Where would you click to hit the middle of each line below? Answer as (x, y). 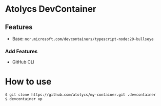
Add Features (21, 51)
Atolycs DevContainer (51, 9)
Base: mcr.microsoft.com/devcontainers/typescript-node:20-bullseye (83, 39)
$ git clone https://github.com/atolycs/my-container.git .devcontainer (80, 95)
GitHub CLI (23, 62)
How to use (28, 82)
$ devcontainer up (24, 99)
